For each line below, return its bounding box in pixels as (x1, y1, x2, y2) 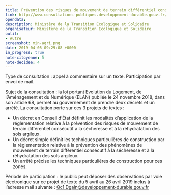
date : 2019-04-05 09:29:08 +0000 (5, 45, 76, 50)
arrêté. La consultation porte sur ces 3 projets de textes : (5, 105, 125, 111)
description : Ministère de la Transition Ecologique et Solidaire (5, 21, 149, 27)
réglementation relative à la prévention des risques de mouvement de (12, 120, 159, 126)
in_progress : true (5, 50, 44, 55)
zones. (12, 163, 27, 170)
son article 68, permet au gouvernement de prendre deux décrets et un (5, 100, 155, 106)
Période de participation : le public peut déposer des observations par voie (5, 174, 162, 180)
